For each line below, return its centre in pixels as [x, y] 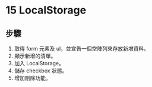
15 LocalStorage [46, 10]
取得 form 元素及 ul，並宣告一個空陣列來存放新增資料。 [82, 48]
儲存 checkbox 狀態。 [41, 71]
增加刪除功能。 [32, 78]
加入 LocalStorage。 [39, 63]
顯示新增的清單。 [35, 56]
